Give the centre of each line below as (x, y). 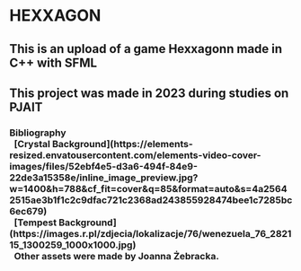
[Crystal (32, 144)
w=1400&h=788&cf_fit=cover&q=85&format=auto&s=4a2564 (148, 188)
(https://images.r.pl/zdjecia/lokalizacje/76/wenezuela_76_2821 (150, 233)
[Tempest (35, 223)
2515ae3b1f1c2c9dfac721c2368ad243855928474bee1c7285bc (151, 200)
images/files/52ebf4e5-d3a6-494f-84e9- (103, 166)
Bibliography (38, 133)
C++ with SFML (53, 62)
